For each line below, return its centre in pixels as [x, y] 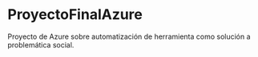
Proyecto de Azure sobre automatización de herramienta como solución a [129, 36]
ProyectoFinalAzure [75, 15]
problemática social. [41, 44]
